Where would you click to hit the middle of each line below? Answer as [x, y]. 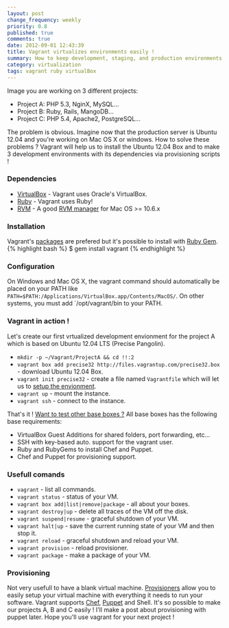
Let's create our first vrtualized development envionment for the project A [111, 336]
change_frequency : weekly [44, 20]
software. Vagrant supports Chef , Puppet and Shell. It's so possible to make [114, 603]
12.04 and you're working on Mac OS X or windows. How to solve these [108, 139]
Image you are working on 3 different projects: [73, 91]
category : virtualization [44, 65]
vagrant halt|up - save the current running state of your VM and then [116, 526]
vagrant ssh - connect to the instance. [71, 400]
